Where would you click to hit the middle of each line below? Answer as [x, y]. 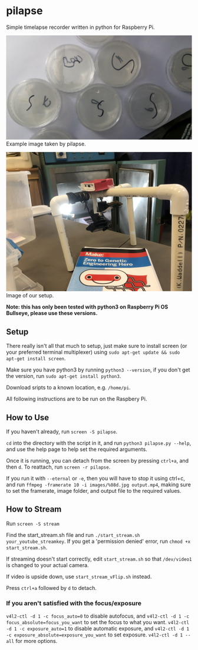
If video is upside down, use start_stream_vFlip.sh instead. [79, 576]
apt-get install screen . [36, 359]
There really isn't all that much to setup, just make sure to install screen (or [97, 346]
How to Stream [34, 510]
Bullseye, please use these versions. [52, 313]
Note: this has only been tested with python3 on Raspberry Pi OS [87, 307]
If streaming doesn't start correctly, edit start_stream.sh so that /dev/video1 [99, 559]
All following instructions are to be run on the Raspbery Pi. [77, 399]
